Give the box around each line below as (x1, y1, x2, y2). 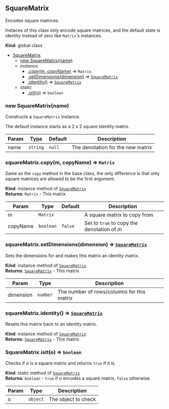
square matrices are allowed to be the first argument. (5, 176, 116, 182)
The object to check (48, 396, 97, 403)
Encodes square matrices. (5, 17, 59, 23)
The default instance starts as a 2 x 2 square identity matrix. (5, 124, 130, 130)
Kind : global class (5, 42, 43, 48)
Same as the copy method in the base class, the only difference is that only (5, 170, 160, 177)
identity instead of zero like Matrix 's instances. (5, 32, 102, 38)
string (28, 145, 44, 150)
